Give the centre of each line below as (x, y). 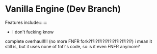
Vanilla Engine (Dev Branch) (63, 9)
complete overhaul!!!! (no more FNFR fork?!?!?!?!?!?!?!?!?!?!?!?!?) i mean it (78, 41)
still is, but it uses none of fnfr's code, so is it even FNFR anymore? (73, 46)
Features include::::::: (26, 22)
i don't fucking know (33, 32)
